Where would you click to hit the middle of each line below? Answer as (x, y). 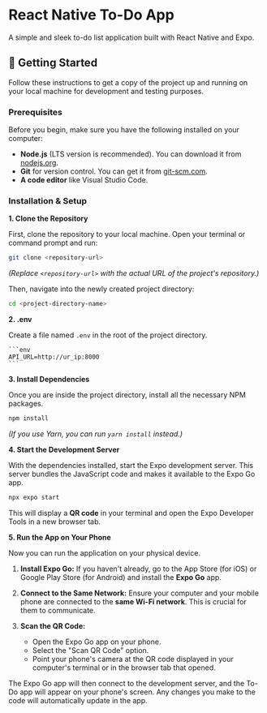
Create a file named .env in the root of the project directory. (108, 335)
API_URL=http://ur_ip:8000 (54, 357)
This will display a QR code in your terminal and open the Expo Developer (131, 513)
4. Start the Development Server (64, 449)
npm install (28, 419)
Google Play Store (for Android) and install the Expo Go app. (121, 577)
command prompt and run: (53, 243)
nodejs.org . (39, 163)
